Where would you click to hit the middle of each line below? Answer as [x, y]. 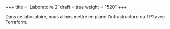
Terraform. [16, 22]
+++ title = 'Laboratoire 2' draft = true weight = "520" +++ [66, 7]
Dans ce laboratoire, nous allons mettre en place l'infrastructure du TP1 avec [85, 17]
